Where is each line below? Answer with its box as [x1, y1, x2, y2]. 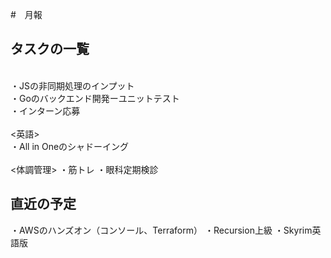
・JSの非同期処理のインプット [10, 79, 135, 92]
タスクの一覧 [10, 41, 90, 58]
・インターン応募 [10, 104, 81, 117]
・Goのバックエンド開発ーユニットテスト [10, 92, 180, 104]
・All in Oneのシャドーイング [10, 140, 130, 152]
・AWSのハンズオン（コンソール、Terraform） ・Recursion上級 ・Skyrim [10, 224, 313, 236]
